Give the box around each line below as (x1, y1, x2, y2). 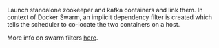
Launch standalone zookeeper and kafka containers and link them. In (7, 6, 203, 14)
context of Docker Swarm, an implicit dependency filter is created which (7, 13, 212, 21)
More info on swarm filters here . (7, 34, 98, 42)
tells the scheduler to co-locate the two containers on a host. (7, 21, 180, 28)
